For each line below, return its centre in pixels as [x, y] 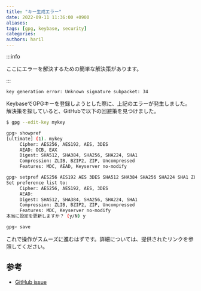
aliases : [17, 23]
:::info [13, 56]
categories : [21, 34]
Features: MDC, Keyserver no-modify [65, 211]
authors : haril [25, 39]
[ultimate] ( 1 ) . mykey [34, 139]
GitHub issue [31, 282]
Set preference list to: [37, 183]
